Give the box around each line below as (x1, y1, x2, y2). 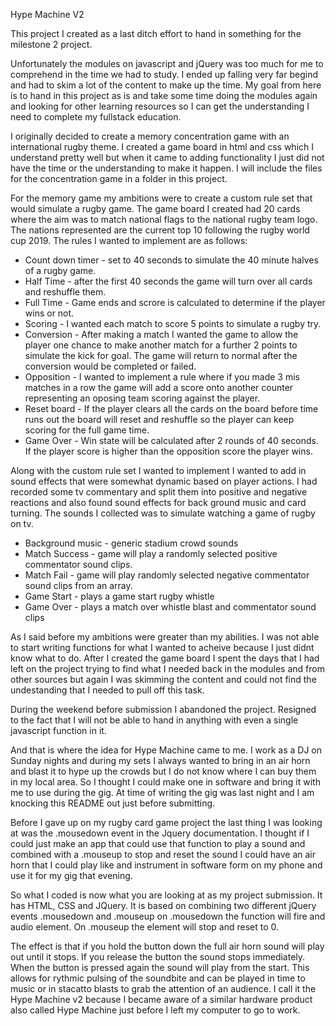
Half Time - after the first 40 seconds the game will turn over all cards (24, 275, 313, 287)
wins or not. (24, 307, 75, 319)
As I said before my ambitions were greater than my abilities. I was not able (10, 631, 320, 643)
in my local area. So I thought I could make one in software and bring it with (10, 776, 321, 788)
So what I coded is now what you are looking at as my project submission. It (10, 889, 323, 901)
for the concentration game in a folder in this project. (10, 173, 228, 184)
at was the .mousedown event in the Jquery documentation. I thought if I (10, 827, 310, 839)
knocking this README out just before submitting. (10, 797, 216, 809)
